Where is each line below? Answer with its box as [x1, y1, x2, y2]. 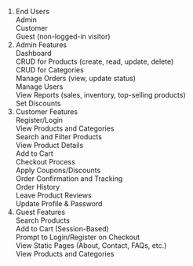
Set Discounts [15, 98, 61, 108]
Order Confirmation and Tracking [15, 174, 123, 183]
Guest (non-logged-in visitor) [15, 31, 111, 41]
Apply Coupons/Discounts [15, 165, 101, 175]
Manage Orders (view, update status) [15, 74, 136, 83]
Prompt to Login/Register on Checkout [15, 232, 140, 242]
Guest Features [15, 208, 65, 216]
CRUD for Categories [15, 65, 84, 74]
